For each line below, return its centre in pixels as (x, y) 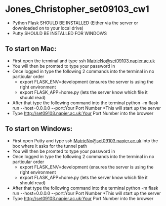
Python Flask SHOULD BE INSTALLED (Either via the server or (75, 23)
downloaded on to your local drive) (48, 28)
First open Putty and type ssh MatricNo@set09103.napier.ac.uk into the (85, 141)
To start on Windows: (39, 129)
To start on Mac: (31, 49)
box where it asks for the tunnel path (50, 146)
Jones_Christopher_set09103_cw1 (77, 9)
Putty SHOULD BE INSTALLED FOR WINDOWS (60, 33)
